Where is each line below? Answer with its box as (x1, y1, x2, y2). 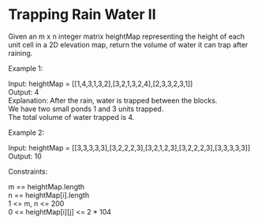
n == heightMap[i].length (8, 190, 89, 200)
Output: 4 (8, 87, 39, 96)
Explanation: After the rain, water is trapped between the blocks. (8, 95, 218, 105)
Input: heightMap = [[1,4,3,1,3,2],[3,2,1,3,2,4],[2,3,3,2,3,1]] (8, 79, 193, 88)
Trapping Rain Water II (8, 6, 156, 24)
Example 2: (8, 128, 45, 137)
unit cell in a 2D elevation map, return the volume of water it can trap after (8, 39, 249, 49)
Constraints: (8, 166, 48, 176)
